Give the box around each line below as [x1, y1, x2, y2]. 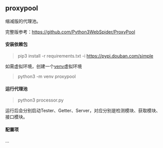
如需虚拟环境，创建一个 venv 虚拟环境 [5, 63, 82, 70]
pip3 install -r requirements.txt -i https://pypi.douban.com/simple [17, 53, 153, 59]
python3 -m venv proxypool [17, 73, 76, 80]
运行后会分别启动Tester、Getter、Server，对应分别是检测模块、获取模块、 [5, 108, 161, 114]
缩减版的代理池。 [5, 18, 41, 24]
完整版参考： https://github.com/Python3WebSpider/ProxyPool [5, 29, 136, 35]
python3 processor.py [17, 97, 64, 103]
